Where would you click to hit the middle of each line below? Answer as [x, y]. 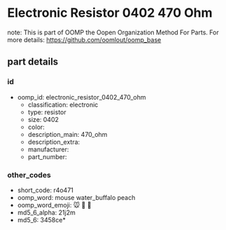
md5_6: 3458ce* [42, 219]
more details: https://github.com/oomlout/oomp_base [84, 39]
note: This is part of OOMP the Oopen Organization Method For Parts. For [113, 32]
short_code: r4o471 [45, 190]
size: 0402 [43, 119]
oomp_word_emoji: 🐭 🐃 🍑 [54, 205]
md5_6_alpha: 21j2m [46, 212]
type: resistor [47, 112]
